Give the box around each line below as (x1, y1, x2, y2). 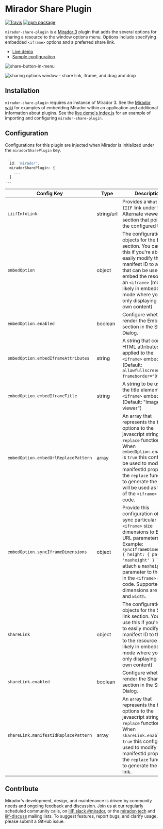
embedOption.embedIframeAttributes (7, 355, 90, 361)
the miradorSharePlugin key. (5, 147, 62, 153)
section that (122, 216, 149, 223)
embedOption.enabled (7, 321, 55, 326)
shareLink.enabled (7, 679, 50, 684)
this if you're (122, 249, 151, 255)
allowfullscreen (122, 368, 160, 373)
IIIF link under (122, 204, 157, 211)
